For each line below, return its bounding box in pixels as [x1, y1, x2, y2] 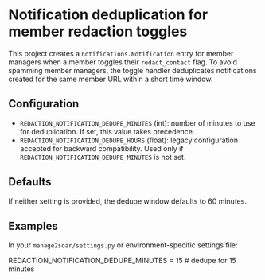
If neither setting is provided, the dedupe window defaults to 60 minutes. [8, 196, 247, 206]
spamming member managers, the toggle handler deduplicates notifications [8, 65, 257, 75]
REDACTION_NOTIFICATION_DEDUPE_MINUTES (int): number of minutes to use [19, 118, 256, 128]
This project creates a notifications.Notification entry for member [8, 49, 234, 58]
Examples [8, 219, 58, 232]
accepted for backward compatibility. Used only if [19, 143, 184, 153]
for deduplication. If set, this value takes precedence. [19, 126, 195, 136]
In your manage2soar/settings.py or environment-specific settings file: [8, 240, 238, 250]
